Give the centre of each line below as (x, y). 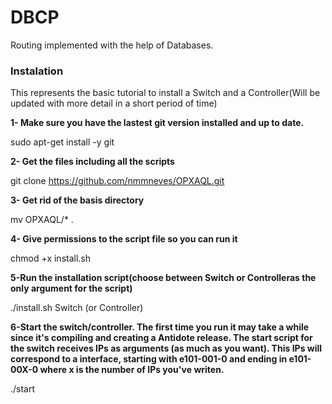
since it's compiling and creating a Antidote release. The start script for (161, 338)
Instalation (37, 71)
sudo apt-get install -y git (62, 142)
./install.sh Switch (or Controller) (77, 308)
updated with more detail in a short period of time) (114, 103)
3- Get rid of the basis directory (77, 200)
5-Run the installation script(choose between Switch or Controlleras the (163, 278)
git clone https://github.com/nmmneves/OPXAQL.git (117, 181)
